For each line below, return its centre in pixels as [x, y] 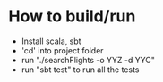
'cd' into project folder [62, 50]
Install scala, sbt [51, 41]
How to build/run [72, 16]
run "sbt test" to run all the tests [80, 70]
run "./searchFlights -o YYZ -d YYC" [88, 60]
